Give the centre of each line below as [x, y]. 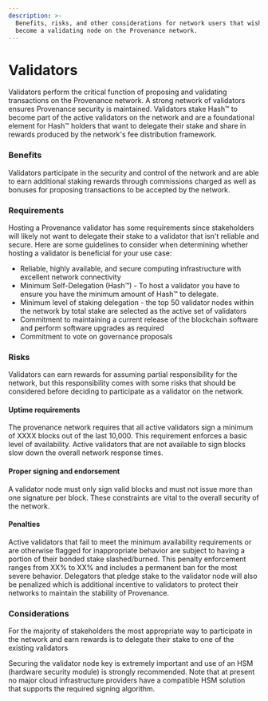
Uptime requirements [44, 410]
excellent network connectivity [70, 277]
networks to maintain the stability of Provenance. [89, 592]
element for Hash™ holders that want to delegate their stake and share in [127, 126]
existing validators [38, 648]
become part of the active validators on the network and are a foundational [132, 117]
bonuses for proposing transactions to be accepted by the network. [119, 189]
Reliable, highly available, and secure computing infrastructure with [130, 268]
